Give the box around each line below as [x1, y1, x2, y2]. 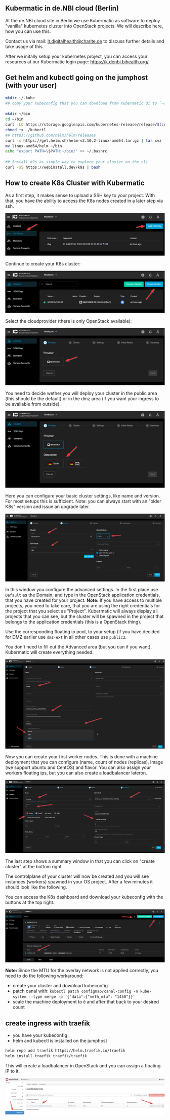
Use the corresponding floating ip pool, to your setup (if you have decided [5, 629, 160, 635]
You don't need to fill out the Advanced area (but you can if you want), [5, 644, 152, 650]
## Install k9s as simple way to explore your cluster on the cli [5, 160, 148, 165]
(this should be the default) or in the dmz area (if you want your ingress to [5, 395, 159, 402]
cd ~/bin [5, 117, 24, 122]
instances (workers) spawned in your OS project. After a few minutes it [5, 879, 153, 885]
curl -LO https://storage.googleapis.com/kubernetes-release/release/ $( [5, 122, 162, 127]
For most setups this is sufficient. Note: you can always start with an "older [5, 498, 161, 504]
